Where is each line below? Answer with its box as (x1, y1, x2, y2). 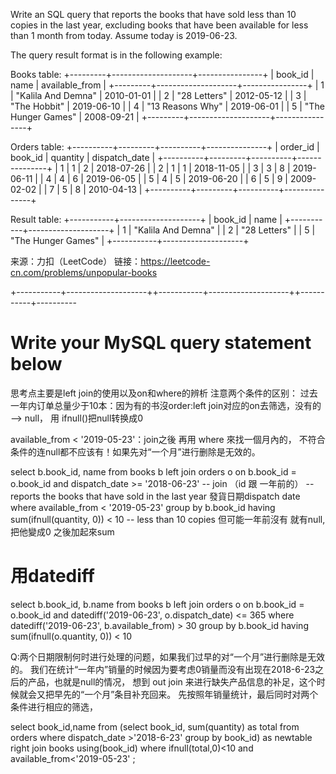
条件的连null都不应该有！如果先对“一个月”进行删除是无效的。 (10, 445, 261, 458)
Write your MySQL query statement (10, 332, 312, 354)
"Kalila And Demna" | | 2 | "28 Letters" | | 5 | (133, 224, 316, 236)
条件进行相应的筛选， (10, 700, 98, 713)
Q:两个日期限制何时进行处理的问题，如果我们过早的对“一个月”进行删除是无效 (10, 650, 326, 663)
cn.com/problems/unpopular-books (10, 267, 158, 278)
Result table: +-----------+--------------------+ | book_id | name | (10, 214, 283, 225)
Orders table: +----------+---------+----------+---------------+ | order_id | (10, 141, 320, 153)
